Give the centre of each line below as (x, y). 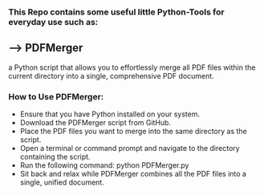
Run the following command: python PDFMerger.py (104, 165)
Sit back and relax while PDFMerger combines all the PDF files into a (133, 174)
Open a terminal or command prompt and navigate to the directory (130, 148)
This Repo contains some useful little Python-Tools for (116, 12)
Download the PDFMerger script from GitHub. (95, 123)
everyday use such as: (53, 22)
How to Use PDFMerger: (56, 96)
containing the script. (55, 157)
